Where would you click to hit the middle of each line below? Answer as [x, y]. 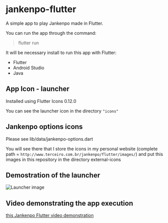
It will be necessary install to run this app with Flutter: [61, 52]
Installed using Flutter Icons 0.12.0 [41, 101]
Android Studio [29, 68]
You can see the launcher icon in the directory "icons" [62, 111]
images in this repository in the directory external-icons [63, 159]
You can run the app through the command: [51, 33]
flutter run [29, 43]
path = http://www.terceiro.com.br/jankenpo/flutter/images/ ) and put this [85, 154]
